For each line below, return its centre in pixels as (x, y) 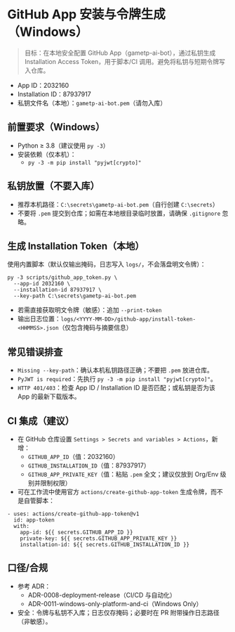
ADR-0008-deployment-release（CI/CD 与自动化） (102, 595)
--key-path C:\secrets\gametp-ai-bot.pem (75, 296)
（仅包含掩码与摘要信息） (95, 328)
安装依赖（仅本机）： (47, 154)
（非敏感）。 (34, 621)
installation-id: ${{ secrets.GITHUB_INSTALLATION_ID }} (105, 545)
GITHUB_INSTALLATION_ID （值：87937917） (89, 465)
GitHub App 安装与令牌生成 (87, 14)
